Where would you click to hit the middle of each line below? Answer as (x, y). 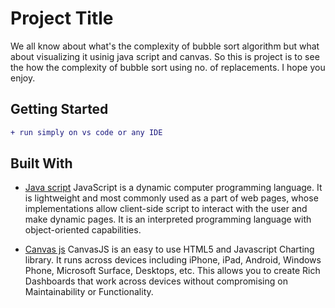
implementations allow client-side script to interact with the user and (166, 209)
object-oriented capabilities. (83, 230)
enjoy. (23, 78)
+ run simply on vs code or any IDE (86, 132)
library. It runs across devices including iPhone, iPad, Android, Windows (173, 260)
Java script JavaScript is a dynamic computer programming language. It (173, 188)
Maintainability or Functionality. (89, 292)
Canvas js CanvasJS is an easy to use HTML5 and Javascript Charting (169, 249)
